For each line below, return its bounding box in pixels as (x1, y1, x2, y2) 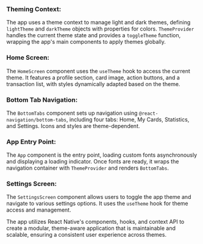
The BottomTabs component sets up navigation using (6, 109, 138, 117)
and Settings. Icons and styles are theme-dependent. (6, 122, 140, 129)
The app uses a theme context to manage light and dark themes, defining (6, 19, 191, 26)
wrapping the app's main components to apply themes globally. (6, 38, 166, 46)
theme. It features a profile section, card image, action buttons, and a (6, 74, 180, 81)
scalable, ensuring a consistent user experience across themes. (6, 231, 166, 239)
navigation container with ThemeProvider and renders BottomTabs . (6, 164, 169, 172)
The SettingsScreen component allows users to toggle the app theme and (6, 193, 191, 201)
